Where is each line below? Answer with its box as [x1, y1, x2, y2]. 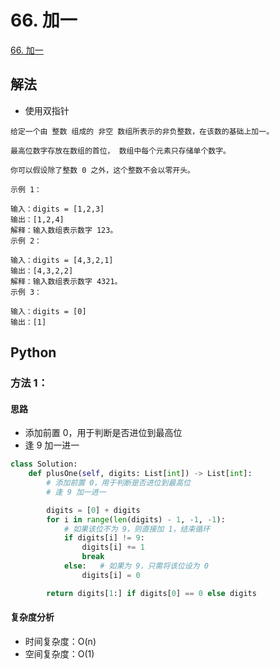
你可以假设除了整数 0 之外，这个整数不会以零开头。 [10, 165, 195, 175]
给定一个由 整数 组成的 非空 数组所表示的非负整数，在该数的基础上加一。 [10, 126, 275, 136]
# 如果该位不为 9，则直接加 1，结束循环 [63, 524, 211, 534]
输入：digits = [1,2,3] [10, 204, 105, 214]
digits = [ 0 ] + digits [46, 505, 141, 515]
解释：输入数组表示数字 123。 [10, 225, 118, 235]
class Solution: [10, 459, 78, 470]
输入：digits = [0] [10, 306, 87, 316]
